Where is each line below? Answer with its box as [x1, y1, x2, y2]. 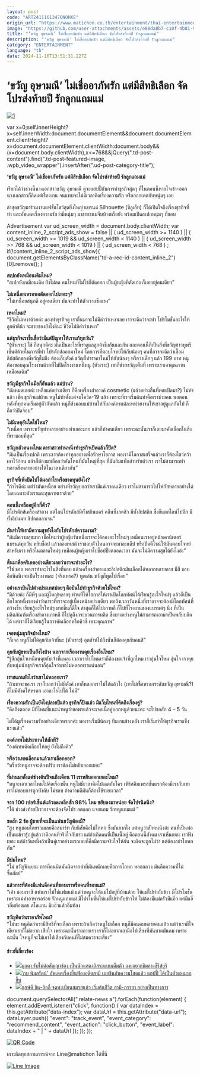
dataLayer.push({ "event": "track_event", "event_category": [7, 1014, 151, 1021]
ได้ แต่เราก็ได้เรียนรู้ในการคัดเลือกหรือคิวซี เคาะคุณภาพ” [7, 618, 115, 625]
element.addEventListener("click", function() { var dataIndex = [7, 1002, 159, 1009]
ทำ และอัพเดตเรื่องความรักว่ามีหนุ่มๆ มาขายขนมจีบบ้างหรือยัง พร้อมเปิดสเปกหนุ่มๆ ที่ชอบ [7, 210, 176, 218]
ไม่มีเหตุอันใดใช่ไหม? [7, 419, 48, 426]
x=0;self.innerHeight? [15, 123, 69, 131]
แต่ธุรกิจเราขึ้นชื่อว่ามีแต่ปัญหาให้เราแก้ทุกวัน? [7, 334, 94, 342]
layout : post [7, 8, 39, 15]
